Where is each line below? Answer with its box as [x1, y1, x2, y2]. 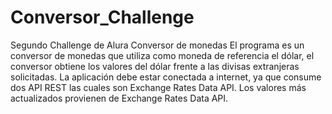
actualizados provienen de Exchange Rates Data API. [10, 92, 229, 104]
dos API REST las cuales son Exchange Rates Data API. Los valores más [10, 81, 307, 93]
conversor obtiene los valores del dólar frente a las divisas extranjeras [10, 60, 300, 72]
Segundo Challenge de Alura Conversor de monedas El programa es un [10, 39, 305, 51]
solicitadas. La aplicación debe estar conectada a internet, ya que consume [10, 71, 322, 83]
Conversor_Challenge [10, 6, 195, 29]
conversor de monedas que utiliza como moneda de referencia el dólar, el [10, 49, 315, 61]
